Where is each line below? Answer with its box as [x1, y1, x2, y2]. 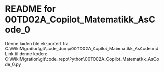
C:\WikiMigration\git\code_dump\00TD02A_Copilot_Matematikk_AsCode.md [5, 46, 159, 51]
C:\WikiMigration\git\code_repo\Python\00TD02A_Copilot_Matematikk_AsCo [5, 56, 159, 62]
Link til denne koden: [5, 50, 47, 57]
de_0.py [5, 61, 21, 67]
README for [5, 3, 56, 15]
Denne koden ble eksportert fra [5, 40, 69, 46]
